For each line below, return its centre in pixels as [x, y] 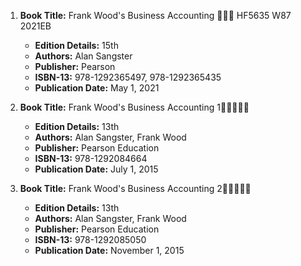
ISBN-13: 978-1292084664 [91, 158]
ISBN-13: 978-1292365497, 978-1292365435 [128, 77]
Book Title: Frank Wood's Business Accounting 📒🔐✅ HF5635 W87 [155, 15]
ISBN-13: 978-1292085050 [90, 239]
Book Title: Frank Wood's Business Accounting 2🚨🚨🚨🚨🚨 [135, 188]
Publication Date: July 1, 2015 [96, 169]
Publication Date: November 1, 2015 [109, 250]
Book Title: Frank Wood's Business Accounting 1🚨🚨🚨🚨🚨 [134, 107]
